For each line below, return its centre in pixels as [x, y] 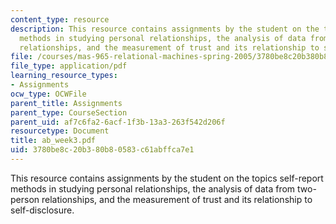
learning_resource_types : [64, 76]
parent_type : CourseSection [69, 112]
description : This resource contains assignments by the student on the [165, 29]
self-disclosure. [42, 210]
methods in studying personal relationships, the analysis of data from [153, 188]
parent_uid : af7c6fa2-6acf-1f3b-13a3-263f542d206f [118, 122]
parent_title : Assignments [66, 103]
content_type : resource [60, 19]
